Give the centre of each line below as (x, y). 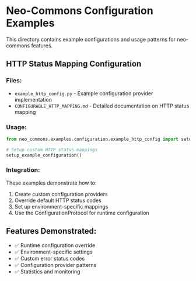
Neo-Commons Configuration (80, 11)
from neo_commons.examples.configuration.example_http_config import (92, 139)
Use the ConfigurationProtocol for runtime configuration (82, 213)
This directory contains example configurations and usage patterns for (91, 39)
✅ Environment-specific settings (53, 252)
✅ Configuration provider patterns (55, 265)
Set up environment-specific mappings (61, 206)
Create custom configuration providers (61, 194)
